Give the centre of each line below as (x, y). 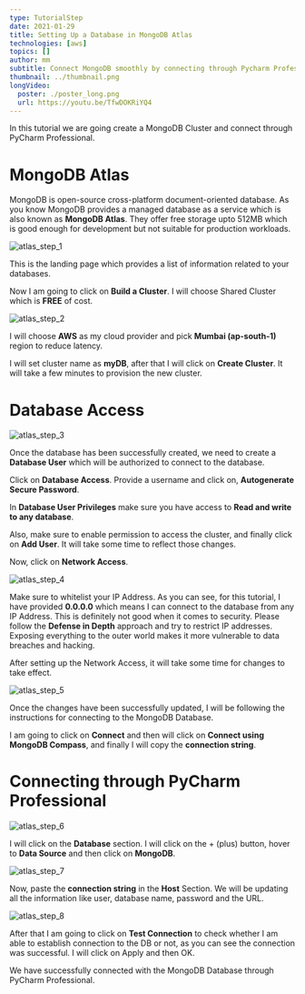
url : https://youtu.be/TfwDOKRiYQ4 (85, 102)
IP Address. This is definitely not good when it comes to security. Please (144, 617)
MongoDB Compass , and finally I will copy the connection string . (133, 745)
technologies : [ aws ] (49, 43)
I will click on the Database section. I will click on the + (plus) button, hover (150, 844)
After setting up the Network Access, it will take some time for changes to (148, 663)
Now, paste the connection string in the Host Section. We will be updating (149, 889)
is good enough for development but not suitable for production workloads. (150, 229)
